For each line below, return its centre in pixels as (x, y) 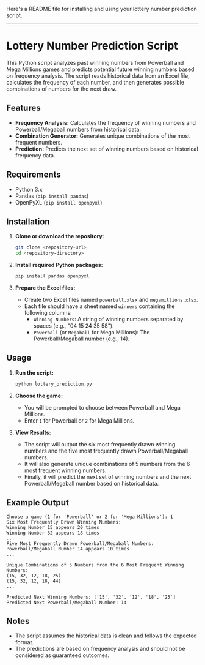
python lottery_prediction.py (54, 384)
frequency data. (35, 155)
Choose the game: (39, 396)
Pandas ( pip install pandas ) (52, 196)
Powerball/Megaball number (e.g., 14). (81, 339)
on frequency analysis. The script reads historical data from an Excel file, (98, 75)
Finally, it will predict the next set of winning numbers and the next (108, 476)
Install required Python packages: (59, 265)
